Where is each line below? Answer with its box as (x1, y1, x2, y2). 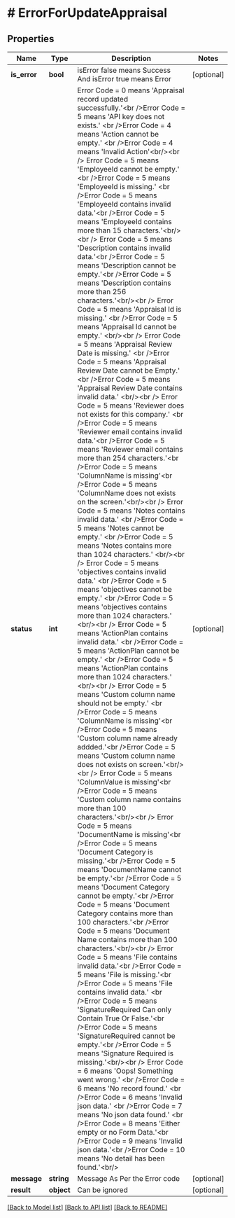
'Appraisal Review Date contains (77, 383, 183, 393)
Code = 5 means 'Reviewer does (77, 401, 185, 410)
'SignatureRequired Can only (77, 1005, 172, 1014)
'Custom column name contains (77, 795, 182, 804)
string (48, 1174, 69, 1183)
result (10, 1185, 31, 1195)
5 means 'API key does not (77, 112, 165, 121)
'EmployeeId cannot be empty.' (77, 165, 180, 174)
